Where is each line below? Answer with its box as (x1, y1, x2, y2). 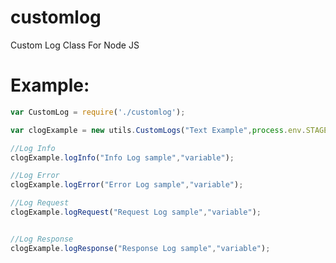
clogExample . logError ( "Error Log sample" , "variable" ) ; (10, 180, 244, 190)
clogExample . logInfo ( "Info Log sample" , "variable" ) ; (10, 152, 235, 163)
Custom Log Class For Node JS (10, 39, 140, 51)
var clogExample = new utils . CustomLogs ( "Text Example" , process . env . (10, 125, 307, 135)
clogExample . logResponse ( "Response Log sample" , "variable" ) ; (10, 243, 271, 253)
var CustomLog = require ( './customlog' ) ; (10, 107, 186, 117)
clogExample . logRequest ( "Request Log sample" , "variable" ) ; (10, 207, 262, 217)
